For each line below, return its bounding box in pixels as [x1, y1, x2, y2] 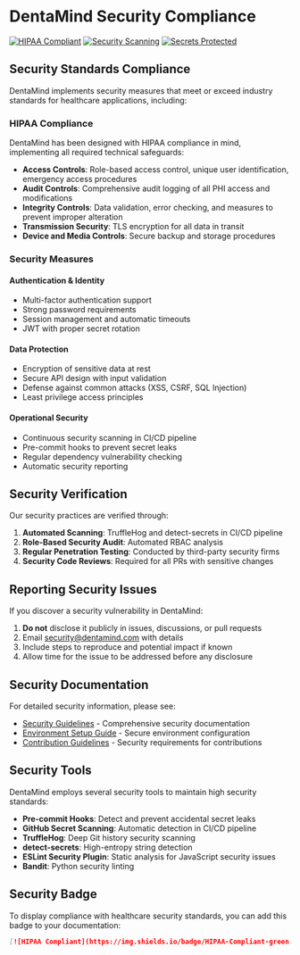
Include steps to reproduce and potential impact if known [21, 642, 233, 652]
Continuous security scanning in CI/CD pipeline [21, 432, 197, 443]
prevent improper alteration [21, 212, 123, 222]
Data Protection [9, 344, 69, 354]
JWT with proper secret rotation [21, 323, 140, 334]
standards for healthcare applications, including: [9, 95, 187, 105]
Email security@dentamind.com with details [21, 632, 184, 644]
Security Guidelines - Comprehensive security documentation [21, 718, 250, 729]
